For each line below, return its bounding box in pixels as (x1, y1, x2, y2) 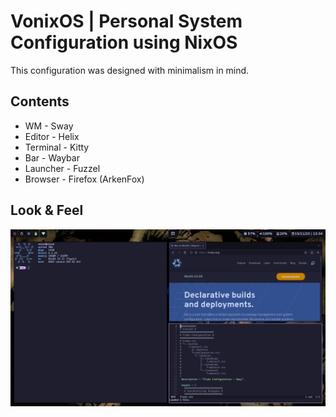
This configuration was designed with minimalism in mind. (10, 64, 250, 76)
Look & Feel (10, 202, 84, 219)
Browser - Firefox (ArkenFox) (24, 173, 145, 185)
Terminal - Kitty (24, 141, 90, 153)
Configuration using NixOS (10, 31, 238, 54)
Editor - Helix (24, 130, 80, 142)
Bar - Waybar (24, 151, 80, 164)
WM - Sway (24, 120, 74, 132)
